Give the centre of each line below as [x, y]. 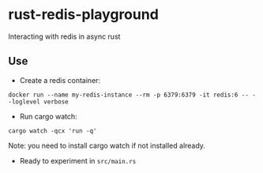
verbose [56, 102]
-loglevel [24, 102]
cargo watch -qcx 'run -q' [53, 131]
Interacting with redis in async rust [64, 36]
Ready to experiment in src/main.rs [78, 160]
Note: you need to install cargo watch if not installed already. [107, 145]
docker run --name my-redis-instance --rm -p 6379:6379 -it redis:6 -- [128, 95]
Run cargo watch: [48, 116]
